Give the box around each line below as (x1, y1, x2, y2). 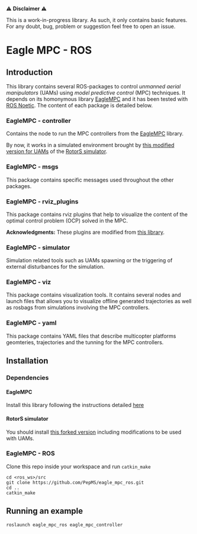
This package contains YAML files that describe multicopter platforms (6, 332, 176, 339)
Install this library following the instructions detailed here (6, 402, 144, 409)
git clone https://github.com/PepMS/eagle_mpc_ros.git (6, 479, 144, 485)
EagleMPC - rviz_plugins (6, 197, 79, 205)
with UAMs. (6, 434, 34, 441)
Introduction (6, 67, 53, 77)
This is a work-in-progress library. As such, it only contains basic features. (6, 17, 188, 23)
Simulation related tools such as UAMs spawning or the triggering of (6, 257, 173, 264)
